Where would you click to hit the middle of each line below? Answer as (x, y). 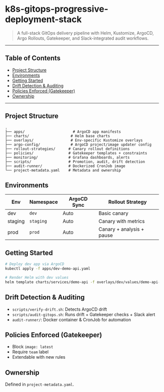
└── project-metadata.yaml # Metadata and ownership (63, 170)
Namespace (43, 202)
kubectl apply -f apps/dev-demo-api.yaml (48, 269)
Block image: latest (33, 347)
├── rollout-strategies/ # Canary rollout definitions (68, 149)
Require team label (30, 352)
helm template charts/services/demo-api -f (50, 282)
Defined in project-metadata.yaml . (40, 384)
